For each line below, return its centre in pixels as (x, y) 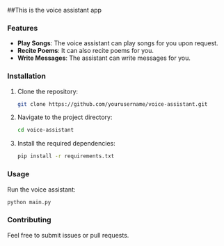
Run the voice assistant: (41, 189)
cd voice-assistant (46, 130)
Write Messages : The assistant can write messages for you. (104, 58)
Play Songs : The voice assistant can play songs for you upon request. (118, 43)
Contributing (29, 220)
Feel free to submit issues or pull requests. (68, 235)
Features (23, 28)
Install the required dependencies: (66, 144)
